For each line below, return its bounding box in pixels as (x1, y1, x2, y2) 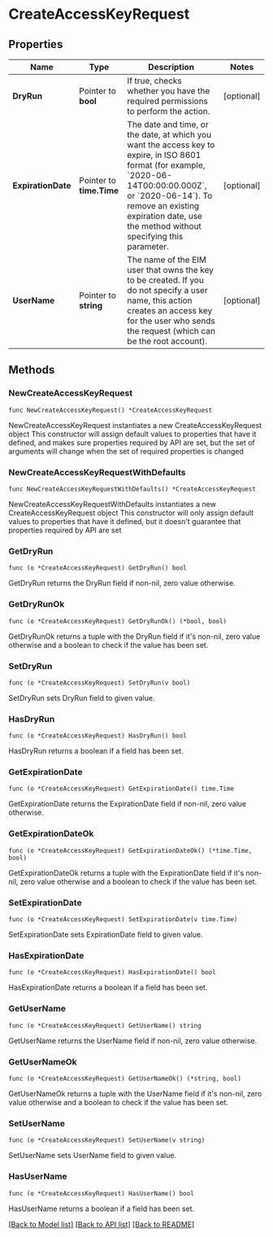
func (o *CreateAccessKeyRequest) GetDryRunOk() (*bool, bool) (8, 617, 227, 625)
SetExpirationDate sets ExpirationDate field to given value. (8, 929, 203, 940)
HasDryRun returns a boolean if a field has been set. (8, 746, 184, 756)
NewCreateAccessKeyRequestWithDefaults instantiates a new (8, 499, 217, 509)
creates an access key (127, 305, 213, 316)
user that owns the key (127, 264, 214, 275)
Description (148, 62, 195, 72)
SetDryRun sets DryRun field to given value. (8, 693, 155, 702)
